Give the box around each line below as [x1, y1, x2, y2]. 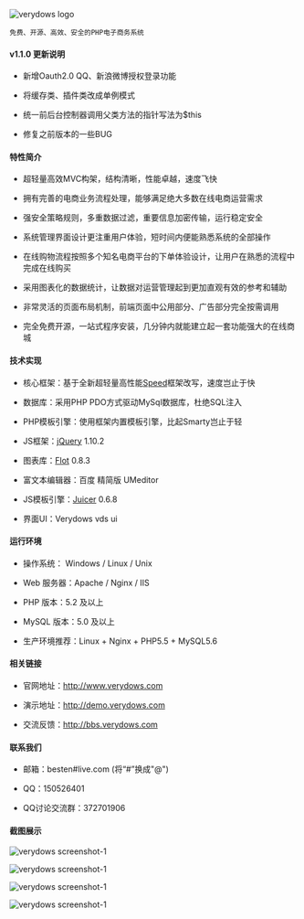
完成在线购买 [22, 262, 71, 273]
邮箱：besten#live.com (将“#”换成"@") [22, 764, 169, 775]
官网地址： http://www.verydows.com [22, 680, 163, 691]
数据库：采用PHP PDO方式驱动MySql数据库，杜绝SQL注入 [22, 396, 242, 407]
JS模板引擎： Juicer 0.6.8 [22, 494, 118, 505]
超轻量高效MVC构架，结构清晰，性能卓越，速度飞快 [22, 174, 217, 185]
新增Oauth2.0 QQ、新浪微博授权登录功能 [22, 70, 176, 81]
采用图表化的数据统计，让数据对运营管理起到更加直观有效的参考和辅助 [22, 282, 288, 293]
